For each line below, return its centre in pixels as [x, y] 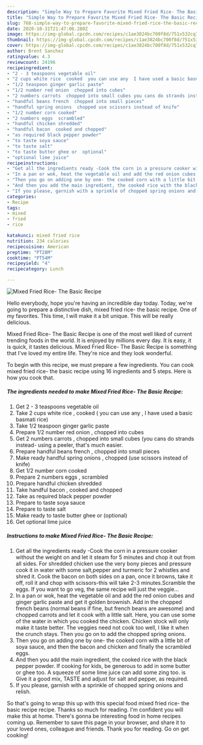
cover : [15, 46]
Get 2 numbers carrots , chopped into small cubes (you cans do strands [105, 438]
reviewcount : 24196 [31, 62]
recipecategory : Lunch [35, 269]
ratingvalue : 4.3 [29, 57]
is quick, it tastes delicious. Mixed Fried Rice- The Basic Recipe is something [102, 347]
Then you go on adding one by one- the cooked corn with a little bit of [103, 640]
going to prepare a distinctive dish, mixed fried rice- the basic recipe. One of [102, 310]
